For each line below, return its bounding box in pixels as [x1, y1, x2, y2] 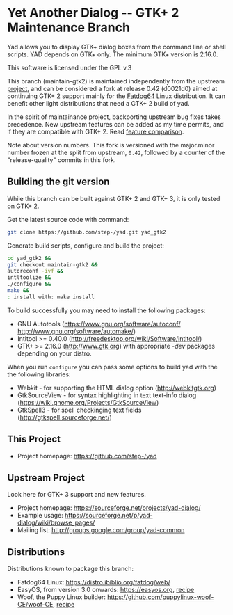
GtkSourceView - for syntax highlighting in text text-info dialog [17, 391, 197, 399]
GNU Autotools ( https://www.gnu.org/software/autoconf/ [17, 319, 181, 328]
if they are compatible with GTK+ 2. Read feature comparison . [7, 127, 184, 136]
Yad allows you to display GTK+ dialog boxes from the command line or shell [7, 42, 226, 51]
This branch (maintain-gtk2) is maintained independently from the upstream [7, 77, 225, 85]
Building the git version [7, 176, 110, 188]
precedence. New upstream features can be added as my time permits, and [7, 120, 224, 128]
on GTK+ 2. [7, 202, 40, 210]
